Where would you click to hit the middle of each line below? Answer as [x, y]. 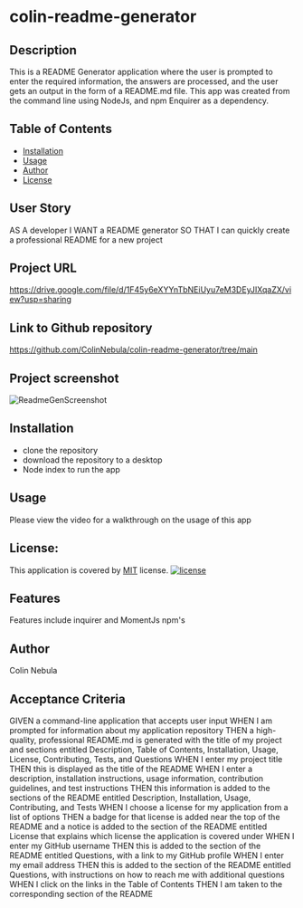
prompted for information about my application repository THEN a [132, 730]
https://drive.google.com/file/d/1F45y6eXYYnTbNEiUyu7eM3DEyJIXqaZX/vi [151, 290]
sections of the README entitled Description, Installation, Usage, [130, 798]
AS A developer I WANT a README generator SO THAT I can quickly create [150, 230]
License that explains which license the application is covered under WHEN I [152, 836]
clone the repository [60, 450]
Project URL [43, 268]
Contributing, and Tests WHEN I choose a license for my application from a [149, 807]
